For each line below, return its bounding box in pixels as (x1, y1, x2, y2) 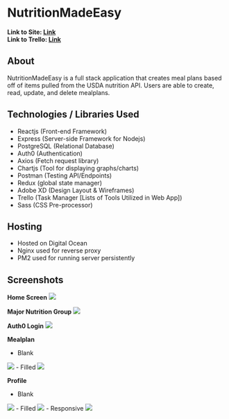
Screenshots (7, 274, 64, 286)
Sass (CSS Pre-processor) (17, 200, 93, 209)
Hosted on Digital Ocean (17, 239, 88, 248)
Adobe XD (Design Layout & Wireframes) (17, 186, 135, 194)
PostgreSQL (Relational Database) (17, 142, 114, 150)
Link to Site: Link (7, 28, 56, 36)
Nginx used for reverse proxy (17, 246, 101, 255)
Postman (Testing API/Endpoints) (17, 171, 112, 180)
